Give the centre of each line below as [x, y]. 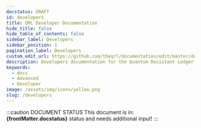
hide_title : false [29, 28]
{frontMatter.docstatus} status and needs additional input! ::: [82, 118]
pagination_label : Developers [44, 51]
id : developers [25, 17]
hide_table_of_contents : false [45, 34]
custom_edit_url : [28, 56]
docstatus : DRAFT [28, 12]
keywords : [19, 67]
